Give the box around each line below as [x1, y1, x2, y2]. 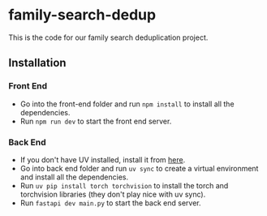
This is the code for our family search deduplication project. [8, 32, 209, 42]
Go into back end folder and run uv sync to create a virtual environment [19, 163, 259, 173]
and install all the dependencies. [19, 172, 128, 182]
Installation [8, 56, 67, 70]
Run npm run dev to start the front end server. [19, 116, 172, 126]
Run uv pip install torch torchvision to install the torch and [19, 180, 229, 190]
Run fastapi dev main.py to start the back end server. [19, 197, 201, 208]
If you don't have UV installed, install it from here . [19, 154, 186, 164]
